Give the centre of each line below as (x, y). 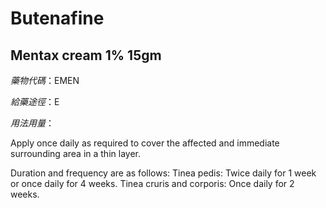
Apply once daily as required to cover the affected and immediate (145, 143)
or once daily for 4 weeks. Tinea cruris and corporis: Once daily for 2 (152, 183)
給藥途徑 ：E (35, 101)
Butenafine (57, 18)
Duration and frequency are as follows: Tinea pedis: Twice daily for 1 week (163, 173)
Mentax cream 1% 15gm (86, 55)
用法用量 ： (32, 123)
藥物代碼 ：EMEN (45, 80)
